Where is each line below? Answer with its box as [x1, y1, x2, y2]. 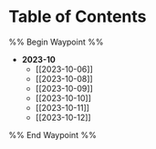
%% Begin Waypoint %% [8, 36, 104, 47]
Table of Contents [8, 6, 147, 27]
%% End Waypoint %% [8, 129, 97, 140]
